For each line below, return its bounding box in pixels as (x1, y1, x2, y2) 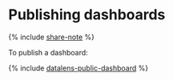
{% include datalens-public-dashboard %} (8, 63, 149, 73)
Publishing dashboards (8, 6, 166, 24)
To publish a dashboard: (8, 47, 88, 57)
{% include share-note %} (8, 32, 95, 42)
